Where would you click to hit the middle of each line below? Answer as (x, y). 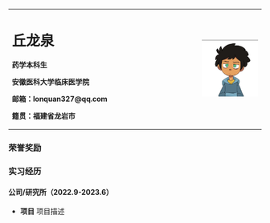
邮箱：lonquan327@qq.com (59, 99)
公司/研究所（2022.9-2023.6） (61, 192)
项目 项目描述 (42, 211)
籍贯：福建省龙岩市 (43, 116)
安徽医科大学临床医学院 (51, 82)
